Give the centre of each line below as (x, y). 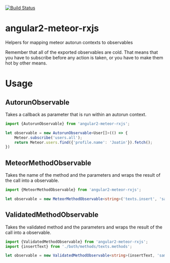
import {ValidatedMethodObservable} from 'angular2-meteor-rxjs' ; (77, 242)
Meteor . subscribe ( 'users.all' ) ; (48, 138)
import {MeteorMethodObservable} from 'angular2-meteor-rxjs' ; (73, 190)
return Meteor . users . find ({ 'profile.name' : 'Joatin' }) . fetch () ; (83, 142)
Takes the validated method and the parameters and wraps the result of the (84, 227)
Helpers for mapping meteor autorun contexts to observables (69, 42)
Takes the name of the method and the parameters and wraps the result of (83, 175)
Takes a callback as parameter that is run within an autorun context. (76, 114)
